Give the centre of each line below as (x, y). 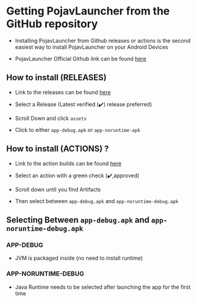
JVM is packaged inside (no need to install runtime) (79, 258)
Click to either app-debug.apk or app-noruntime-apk (77, 130)
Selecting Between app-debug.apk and (78, 220)
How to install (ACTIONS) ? (58, 149)
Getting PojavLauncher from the (88, 11)
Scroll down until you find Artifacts (58, 189)
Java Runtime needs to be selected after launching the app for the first (103, 287)
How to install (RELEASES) (56, 77)
